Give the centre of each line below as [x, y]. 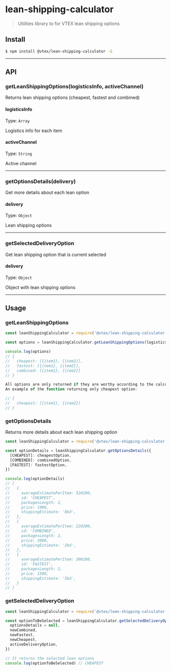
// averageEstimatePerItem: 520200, [49, 493]
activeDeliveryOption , [34, 644]
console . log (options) [28, 352]
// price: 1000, [27, 507]
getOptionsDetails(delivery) [41, 181]
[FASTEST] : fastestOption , [38, 465]
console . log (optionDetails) [35, 479]
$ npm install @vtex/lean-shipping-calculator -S [59, 51]
